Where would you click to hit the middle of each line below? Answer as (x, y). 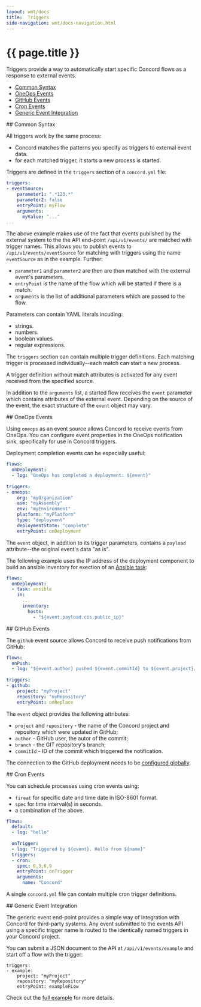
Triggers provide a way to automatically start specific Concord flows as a (96, 69)
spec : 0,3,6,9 (34, 866)
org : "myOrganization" (45, 498)
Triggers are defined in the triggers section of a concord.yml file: (86, 172)
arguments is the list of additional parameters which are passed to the (100, 296)
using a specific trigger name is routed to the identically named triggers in (97, 930)
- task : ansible (32, 589)
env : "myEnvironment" (44, 509)
